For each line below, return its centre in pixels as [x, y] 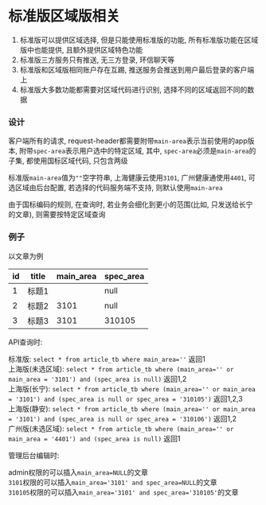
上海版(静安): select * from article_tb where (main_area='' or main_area [132, 408]
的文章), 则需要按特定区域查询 [57, 215]
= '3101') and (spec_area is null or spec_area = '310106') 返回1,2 [123, 418]
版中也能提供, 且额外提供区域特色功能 [81, 49]
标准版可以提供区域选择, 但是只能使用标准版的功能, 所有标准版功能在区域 [139, 40]
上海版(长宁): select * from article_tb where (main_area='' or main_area [132, 388]
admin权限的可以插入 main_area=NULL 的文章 [78, 472]
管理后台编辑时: [34, 455]
